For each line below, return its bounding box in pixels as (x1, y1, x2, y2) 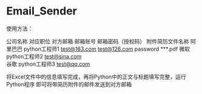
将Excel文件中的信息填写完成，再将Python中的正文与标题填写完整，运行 (6, 73, 186, 80)
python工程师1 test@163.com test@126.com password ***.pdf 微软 (23, 45, 190, 52)
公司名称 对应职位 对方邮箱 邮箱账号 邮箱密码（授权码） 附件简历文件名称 (6, 37, 189, 45)
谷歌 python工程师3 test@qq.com (6, 60, 90, 67)
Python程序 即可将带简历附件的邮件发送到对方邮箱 (6, 80, 132, 88)
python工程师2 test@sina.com (6, 52, 82, 60)
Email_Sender (6, 4, 78, 18)
